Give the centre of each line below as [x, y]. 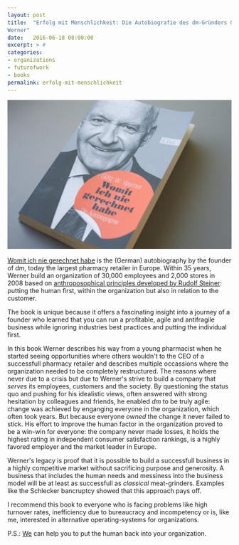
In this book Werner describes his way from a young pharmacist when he [115, 348]
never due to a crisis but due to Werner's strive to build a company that [112, 379]
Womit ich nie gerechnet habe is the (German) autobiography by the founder [119, 260]
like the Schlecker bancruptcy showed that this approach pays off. [104, 490]
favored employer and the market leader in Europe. [82, 446]
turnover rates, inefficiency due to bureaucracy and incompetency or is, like [118, 512]
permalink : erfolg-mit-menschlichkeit [65, 83]
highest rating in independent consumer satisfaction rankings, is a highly [114, 439]
